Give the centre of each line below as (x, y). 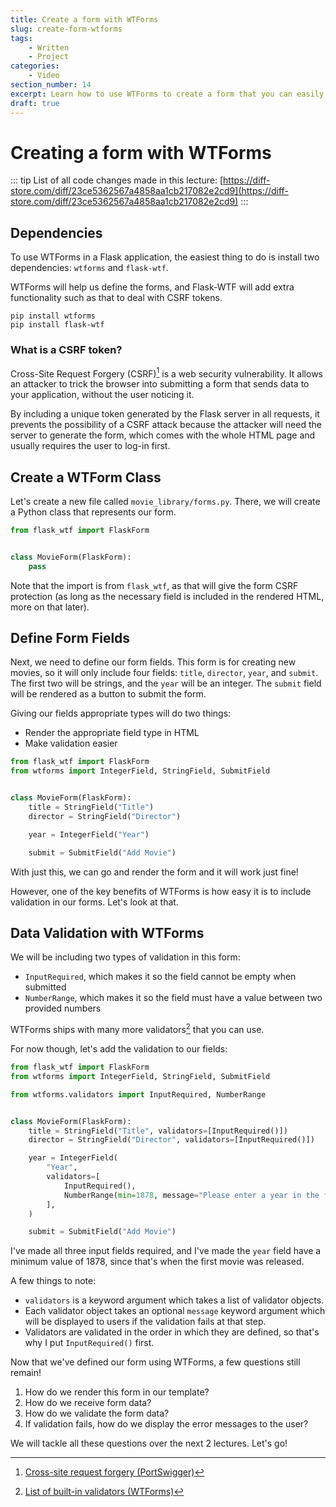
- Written (49, 47)
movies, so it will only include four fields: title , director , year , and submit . (164, 673)
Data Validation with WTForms (107, 932)
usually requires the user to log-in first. (90, 446)
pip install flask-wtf (57, 325)
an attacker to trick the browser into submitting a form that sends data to (160, 384)
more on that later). (50, 607)
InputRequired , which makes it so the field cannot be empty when (160, 977)
